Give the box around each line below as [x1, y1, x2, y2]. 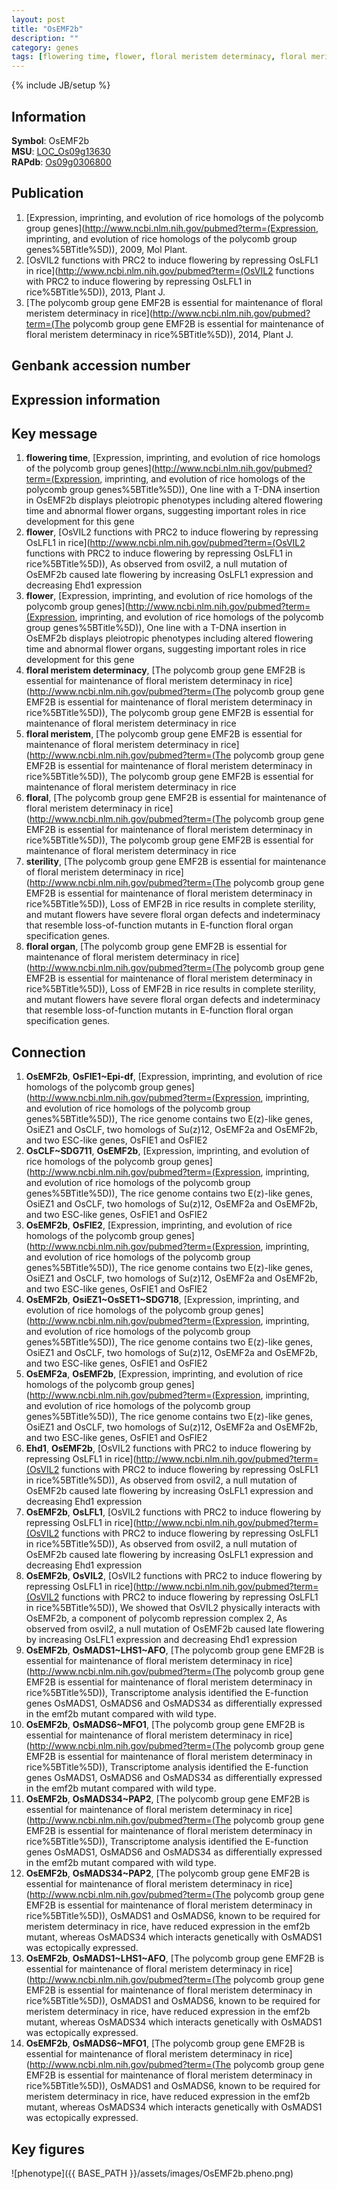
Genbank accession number [11, 357, 191, 375]
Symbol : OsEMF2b [11, 134, 90, 146]
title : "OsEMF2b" [11, 24, 84, 34]
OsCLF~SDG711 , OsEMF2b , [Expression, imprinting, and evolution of [25, 1145, 310, 1157]
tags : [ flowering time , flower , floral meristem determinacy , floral [11, 52, 308, 62]
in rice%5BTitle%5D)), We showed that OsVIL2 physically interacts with [25, 1602, 321, 1614]
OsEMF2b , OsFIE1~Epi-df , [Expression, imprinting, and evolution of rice [25, 1071, 323, 1083]
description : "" [11, 33, 79, 43]
